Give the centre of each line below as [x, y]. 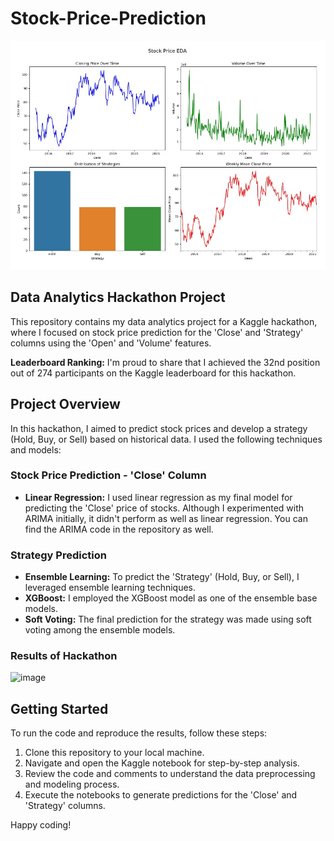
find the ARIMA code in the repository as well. [119, 529]
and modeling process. [72, 784]
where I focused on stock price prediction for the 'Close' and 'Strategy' [157, 332]
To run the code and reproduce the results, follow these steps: [139, 733]
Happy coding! [41, 825]
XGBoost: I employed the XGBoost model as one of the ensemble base [171, 598]
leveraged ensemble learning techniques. [110, 588]
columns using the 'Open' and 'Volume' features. [111, 343]
